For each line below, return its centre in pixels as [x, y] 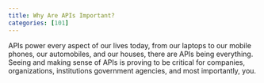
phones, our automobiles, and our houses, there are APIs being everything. [131, 54]
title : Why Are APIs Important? [61, 15]
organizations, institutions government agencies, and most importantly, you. [132, 70]
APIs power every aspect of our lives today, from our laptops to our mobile [130, 45]
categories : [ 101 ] [38, 23]
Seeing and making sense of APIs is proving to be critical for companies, [127, 62]
